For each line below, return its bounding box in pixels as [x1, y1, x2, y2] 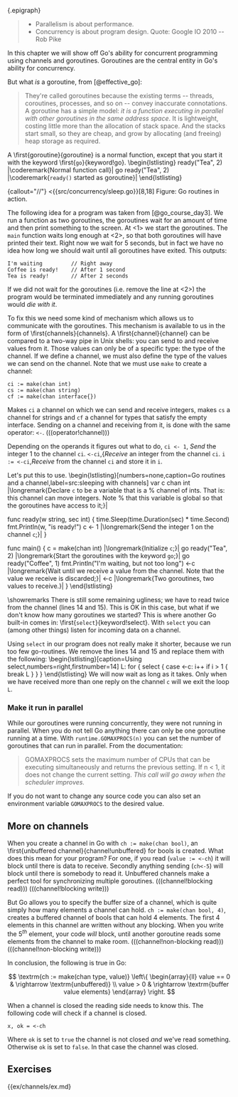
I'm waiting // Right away [7, 260, 113, 267]
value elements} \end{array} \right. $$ [63, 987, 175, 996]
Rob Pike [35, 35, 62, 43]
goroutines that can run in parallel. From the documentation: [7, 742, 183, 750]
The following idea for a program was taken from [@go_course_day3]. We [7, 209, 224, 216]
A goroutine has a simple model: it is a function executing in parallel [24, 107, 224, 115]
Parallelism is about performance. [35, 20, 134, 28]
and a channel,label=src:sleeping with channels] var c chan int [7, 478, 190, 487]
